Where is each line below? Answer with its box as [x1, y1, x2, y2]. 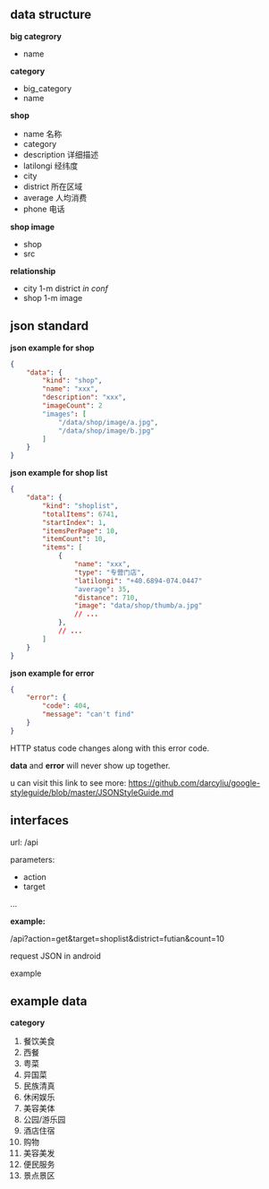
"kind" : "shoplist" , [42, 501, 119, 510]
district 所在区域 [22, 181, 83, 192]
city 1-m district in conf [22, 282, 108, 294]
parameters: [10, 854, 55, 865]
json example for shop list [10, 468, 108, 478]
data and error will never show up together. [10, 760, 171, 771]
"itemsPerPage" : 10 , [42, 526, 119, 536]
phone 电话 [22, 203, 65, 214]
